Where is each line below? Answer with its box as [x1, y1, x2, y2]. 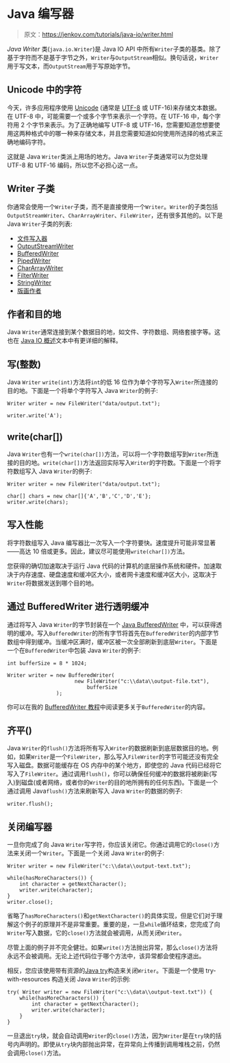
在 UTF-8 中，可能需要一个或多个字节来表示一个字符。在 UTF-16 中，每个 [7, 112, 216, 120]
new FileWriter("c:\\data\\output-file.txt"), [74, 678, 210, 684]
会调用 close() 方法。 [7, 1049, 65, 1057]
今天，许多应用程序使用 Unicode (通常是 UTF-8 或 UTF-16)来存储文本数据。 [7, 104, 221, 112]
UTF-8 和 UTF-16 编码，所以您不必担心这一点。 [7, 160, 142, 169]
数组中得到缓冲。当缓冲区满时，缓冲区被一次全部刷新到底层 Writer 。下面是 [7, 637, 218, 645]
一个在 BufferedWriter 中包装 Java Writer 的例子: [7, 646, 142, 654]
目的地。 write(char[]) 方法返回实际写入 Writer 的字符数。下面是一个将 [18, 459, 216, 466]
